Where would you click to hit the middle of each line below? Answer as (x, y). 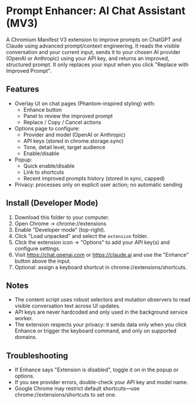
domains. (26, 337)
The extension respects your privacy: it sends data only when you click (100, 325)
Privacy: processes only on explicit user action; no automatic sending (99, 184)
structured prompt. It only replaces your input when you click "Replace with (97, 64)
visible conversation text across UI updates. (67, 306)
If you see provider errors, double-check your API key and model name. (101, 382)
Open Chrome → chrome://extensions (60, 223)
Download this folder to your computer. (62, 217)
